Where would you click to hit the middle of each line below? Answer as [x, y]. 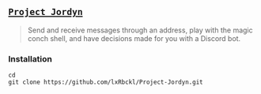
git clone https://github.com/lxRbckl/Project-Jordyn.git [106, 82]
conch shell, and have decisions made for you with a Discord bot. [134, 38]
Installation [30, 58]
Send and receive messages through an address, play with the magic [140, 30]
